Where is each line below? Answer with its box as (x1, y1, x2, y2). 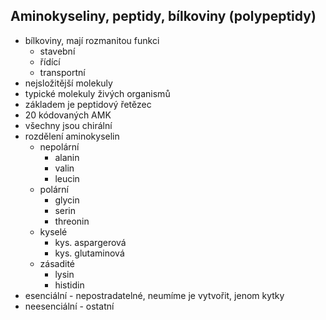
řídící (39, 55, 61, 68)
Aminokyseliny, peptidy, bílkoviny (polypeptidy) (10, 8, 317, 25)
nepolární (39, 140, 80, 153)
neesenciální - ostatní (24, 300, 115, 312)
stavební (39, 45, 76, 57)
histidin (54, 279, 85, 291)
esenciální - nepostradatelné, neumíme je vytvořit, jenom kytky (24, 289, 285, 301)
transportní (39, 66, 86, 78)
